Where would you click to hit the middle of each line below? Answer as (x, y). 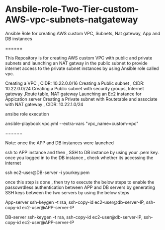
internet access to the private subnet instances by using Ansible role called (82, 68)
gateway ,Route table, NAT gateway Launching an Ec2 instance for (73, 94)
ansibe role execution (27, 114)
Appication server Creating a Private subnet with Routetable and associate (81, 99)
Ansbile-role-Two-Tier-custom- (72, 9)
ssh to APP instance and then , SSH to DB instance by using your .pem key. (82, 152)
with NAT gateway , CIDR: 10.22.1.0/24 (44, 104)
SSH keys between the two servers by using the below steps (67, 192)
